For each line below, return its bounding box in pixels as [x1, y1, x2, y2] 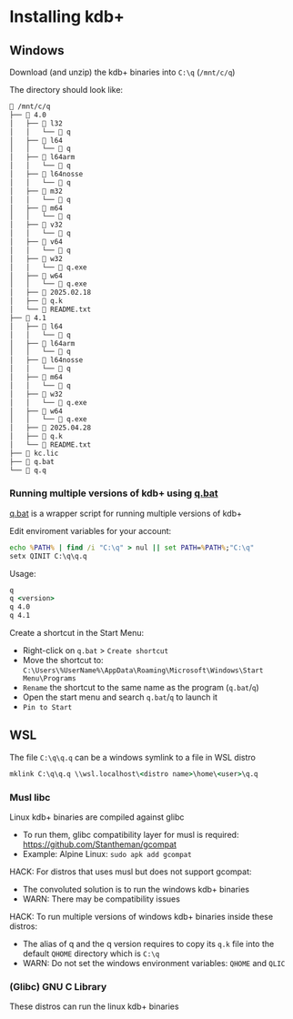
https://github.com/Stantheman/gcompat [22, 839, 177, 850]
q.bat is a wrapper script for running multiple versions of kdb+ [9, 508, 243, 519]
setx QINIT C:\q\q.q [9, 551, 88, 560]
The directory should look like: [9, 85, 124, 95]
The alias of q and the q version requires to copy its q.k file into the [22, 939, 275, 950]
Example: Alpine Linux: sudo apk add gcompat [22, 849, 193, 860]
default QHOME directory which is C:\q [22, 948, 160, 959]
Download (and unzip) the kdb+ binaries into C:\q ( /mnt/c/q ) [9, 66, 236, 77]
